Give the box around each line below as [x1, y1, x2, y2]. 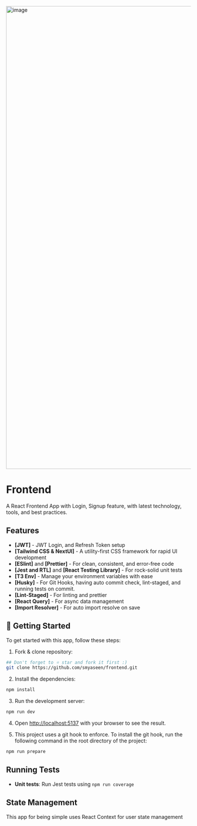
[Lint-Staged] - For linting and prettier [14, 591, 107, 598]
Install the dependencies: [14, 675, 76, 682]
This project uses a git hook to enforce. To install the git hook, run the [14, 731, 183, 738]
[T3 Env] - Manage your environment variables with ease [14, 572, 154, 579]
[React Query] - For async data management [14, 598, 124, 605]
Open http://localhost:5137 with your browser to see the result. [14, 719, 166, 727]
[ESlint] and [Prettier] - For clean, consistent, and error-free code [14, 560, 174, 567]
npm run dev [6, 709, 35, 715]
